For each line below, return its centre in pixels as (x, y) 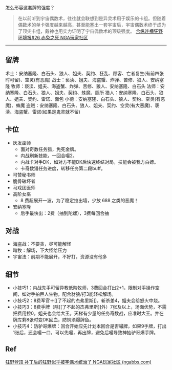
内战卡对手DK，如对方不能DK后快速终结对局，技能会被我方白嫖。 (89, 162)
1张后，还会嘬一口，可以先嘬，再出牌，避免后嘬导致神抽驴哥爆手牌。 (85, 333)
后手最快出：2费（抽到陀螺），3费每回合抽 (64, 213)
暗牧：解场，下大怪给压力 (40, 250)
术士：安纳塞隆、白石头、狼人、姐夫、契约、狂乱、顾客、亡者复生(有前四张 (85, 73)
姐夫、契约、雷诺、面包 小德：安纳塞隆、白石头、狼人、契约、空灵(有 (88, 99)
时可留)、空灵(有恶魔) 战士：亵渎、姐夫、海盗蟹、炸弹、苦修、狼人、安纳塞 (85, 80)
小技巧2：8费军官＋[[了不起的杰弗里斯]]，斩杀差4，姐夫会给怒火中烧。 (88, 300)
